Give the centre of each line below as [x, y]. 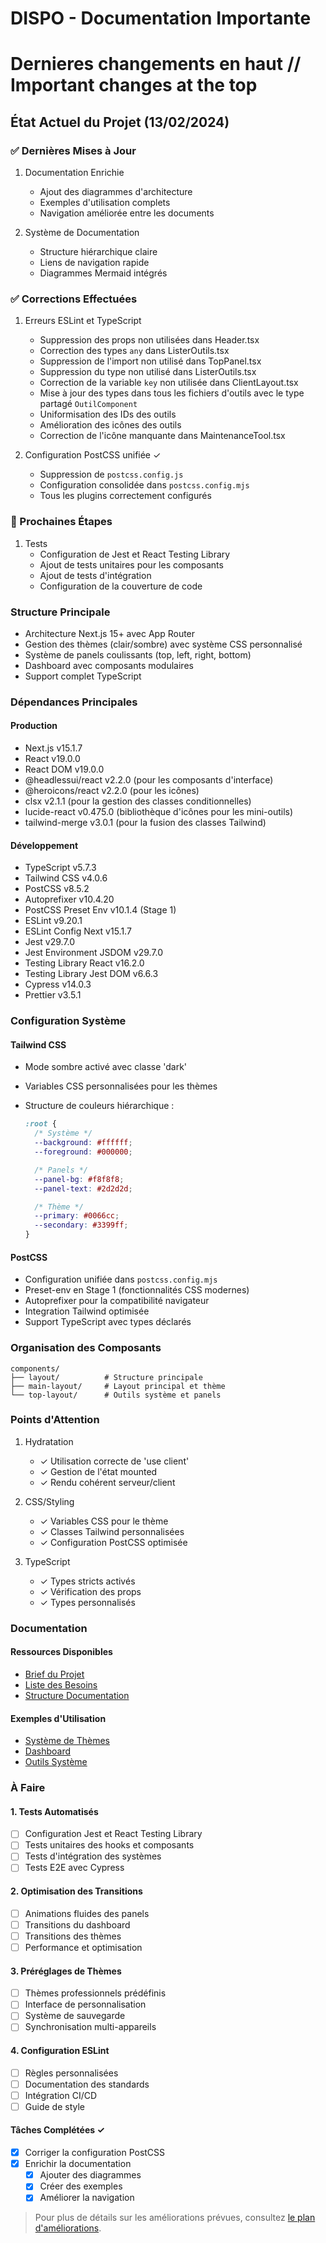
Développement [44, 845]
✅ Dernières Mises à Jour [73, 150]
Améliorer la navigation [87, 2198]
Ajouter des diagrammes [90, 2175]
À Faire [28, 1788]
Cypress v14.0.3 [58, 984]
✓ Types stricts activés [87, 1581]
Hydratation [49, 1441]
